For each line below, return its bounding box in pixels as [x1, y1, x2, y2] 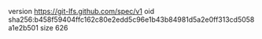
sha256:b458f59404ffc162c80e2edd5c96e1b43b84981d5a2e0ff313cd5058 [8, 15, 255, 24]
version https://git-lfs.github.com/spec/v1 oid [8, 7, 155, 16]
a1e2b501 [8, 23, 39, 32]
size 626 [40, 23, 68, 32]
